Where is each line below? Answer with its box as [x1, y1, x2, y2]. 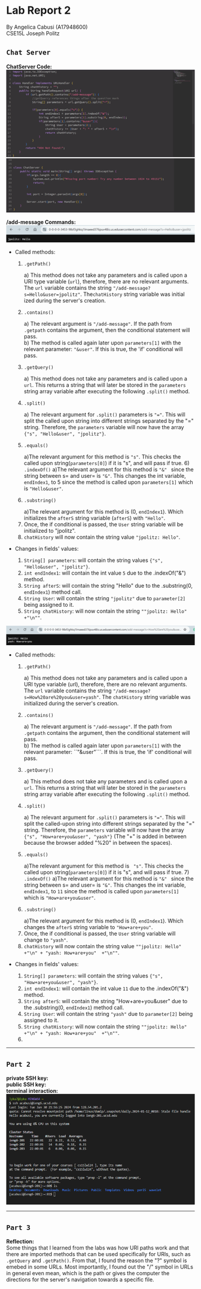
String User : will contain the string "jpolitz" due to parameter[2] [23, 595, 186, 602]
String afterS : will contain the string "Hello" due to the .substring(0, [23, 582, 193, 589]
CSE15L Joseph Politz [6, 29, 60, 36]
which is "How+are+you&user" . [23, 894, 96, 902]
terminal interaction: [6, 1087, 59, 1094]
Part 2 [6, 1059, 31, 1068]
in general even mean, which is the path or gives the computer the [6, 1270, 170, 1277]
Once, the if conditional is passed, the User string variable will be [23, 521, 184, 528]
